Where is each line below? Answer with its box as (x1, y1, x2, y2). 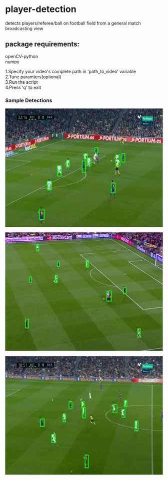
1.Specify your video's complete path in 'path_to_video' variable (5, 68, 136, 74)
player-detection (5, 4, 76, 15)
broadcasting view (5, 25, 43, 31)
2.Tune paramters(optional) (5, 74, 61, 80)
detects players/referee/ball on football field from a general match (5, 20, 141, 26)
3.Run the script (5, 79, 38, 85)
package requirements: (5, 40, 80, 49)
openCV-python (5, 53, 38, 59)
